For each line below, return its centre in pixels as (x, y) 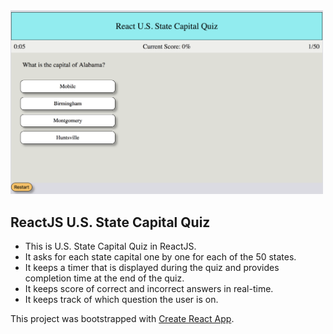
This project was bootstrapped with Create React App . (122, 319)
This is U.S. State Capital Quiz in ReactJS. (110, 246)
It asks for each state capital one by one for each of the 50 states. (160, 257)
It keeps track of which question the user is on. (121, 300)
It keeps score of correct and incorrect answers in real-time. (149, 289)
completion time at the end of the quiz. (104, 278)
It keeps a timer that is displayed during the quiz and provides (152, 268)
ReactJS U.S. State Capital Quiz (110, 222)
